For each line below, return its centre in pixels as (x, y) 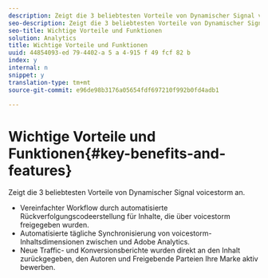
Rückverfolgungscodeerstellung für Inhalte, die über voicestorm (125, 216)
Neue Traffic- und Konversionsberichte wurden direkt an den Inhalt (130, 250)
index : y (23, 61)
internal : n (28, 68)
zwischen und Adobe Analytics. (138, 242)
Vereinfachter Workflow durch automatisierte (94, 208)
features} (40, 171)
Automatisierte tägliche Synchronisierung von (95, 233)
